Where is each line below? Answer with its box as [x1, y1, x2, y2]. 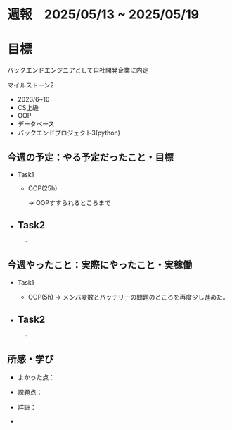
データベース [17, 120, 55, 128]
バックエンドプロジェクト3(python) [17, 128, 121, 137]
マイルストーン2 [7, 81, 54, 90]
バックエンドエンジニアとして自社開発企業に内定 [7, 66, 149, 75]
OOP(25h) [27, 184, 58, 192]
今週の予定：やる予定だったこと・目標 [7, 151, 174, 163]
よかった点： [17, 373, 55, 381]
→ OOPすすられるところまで [27, 198, 111, 207]
